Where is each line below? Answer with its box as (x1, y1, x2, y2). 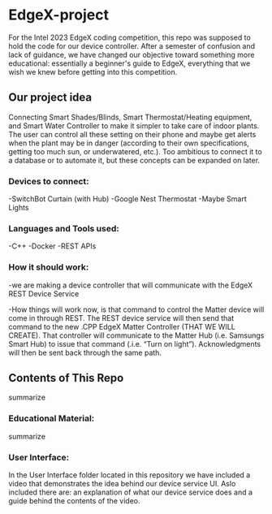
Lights (8, 203, 30, 213)
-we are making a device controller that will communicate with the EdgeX (8, 280, 253, 290)
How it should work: (8, 261, 89, 273)
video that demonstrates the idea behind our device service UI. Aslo (8, 479, 236, 489)
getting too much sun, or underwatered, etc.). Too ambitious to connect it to (8, 146, 262, 156)
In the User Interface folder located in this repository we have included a (8, 470, 251, 480)
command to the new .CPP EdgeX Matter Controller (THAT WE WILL (8, 322, 235, 331)
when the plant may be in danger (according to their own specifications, (8, 138, 249, 148)
